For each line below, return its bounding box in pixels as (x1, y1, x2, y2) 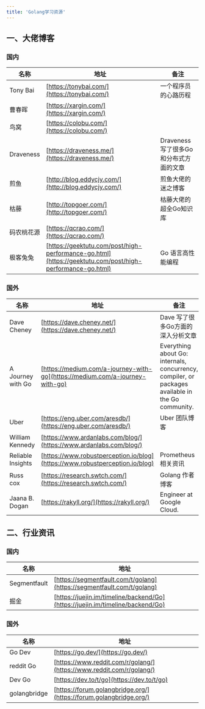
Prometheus (159, 451, 195, 459)
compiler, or (159, 372, 195, 380)
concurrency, (159, 364, 198, 372)
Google (159, 497, 181, 506)
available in (159, 387, 192, 396)
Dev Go (9, 675, 31, 683)
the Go (159, 394, 179, 403)
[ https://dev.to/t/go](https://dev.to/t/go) (54, 675, 168, 683)
